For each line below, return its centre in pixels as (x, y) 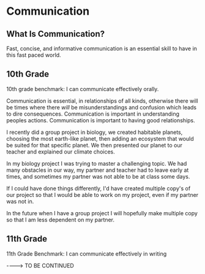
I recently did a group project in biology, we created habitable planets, (95, 132)
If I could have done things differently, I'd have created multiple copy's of (99, 188)
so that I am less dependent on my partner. (61, 220)
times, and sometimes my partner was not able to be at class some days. (98, 176)
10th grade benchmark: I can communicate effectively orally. (83, 89)
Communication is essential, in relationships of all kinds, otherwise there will (102, 101)
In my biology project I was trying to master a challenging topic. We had (97, 163)
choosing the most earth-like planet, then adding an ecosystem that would (100, 138)
